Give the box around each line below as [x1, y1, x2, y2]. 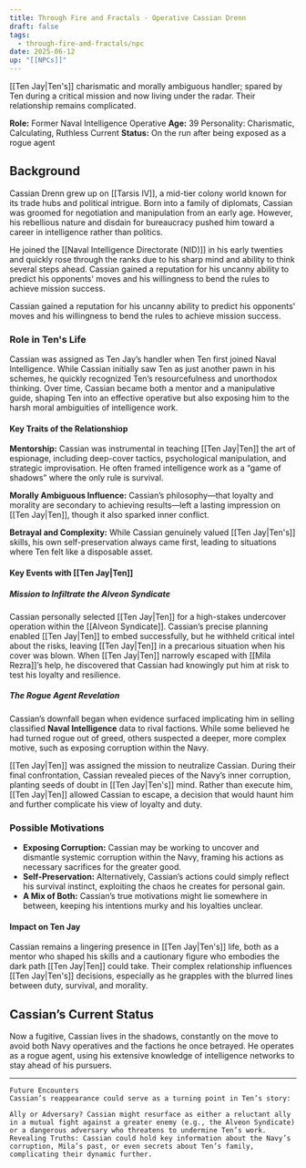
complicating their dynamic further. [9, 1150, 153, 1159]
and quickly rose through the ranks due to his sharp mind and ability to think [9, 253, 296, 264]
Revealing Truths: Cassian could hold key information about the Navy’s [9, 1134, 291, 1143]
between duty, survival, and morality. [9, 980, 148, 991]
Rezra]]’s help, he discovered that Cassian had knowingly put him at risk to [9, 659, 290, 670]
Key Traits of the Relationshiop [9, 423, 128, 434]
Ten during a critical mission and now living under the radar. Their [9, 90, 256, 101]
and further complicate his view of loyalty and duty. [9, 799, 203, 810]
